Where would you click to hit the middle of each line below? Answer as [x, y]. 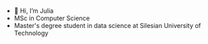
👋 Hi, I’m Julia [34, 11]
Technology [31, 33]
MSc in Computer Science [52, 18]
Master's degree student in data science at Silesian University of [108, 25]
